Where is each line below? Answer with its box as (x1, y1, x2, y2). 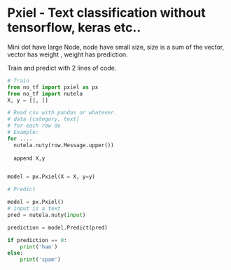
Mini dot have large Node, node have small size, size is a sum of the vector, (7, 43, 225, 51)
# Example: (7, 129, 39, 136)
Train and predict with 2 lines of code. (7, 63, 117, 72)
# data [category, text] (7, 116, 80, 123)
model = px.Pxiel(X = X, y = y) (7, 173, 96, 181)
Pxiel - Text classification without (7, 5, 206, 21)
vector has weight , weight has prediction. (7, 50, 128, 59)
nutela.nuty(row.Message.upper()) (13, 142, 114, 149)
